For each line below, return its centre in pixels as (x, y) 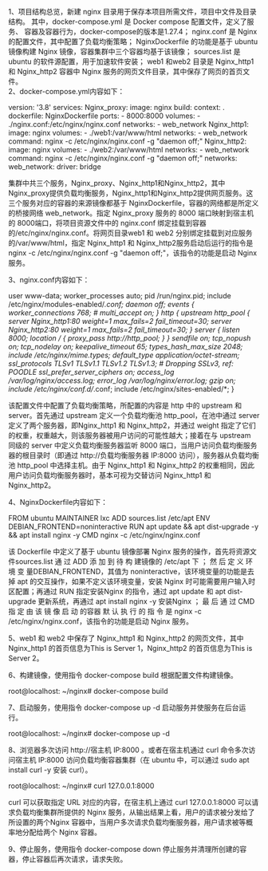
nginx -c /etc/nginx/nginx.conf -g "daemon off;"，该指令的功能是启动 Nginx (133, 253)
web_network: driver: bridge (55, 167)
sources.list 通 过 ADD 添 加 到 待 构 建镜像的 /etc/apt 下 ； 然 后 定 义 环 (134, 562)
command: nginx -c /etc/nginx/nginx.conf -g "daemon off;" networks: (123, 158)
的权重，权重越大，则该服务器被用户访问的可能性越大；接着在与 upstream (130, 435)
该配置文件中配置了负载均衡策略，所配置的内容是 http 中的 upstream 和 (125, 405)
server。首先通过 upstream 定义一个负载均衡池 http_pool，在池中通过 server (134, 415)
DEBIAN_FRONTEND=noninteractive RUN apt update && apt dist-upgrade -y (134, 526)
